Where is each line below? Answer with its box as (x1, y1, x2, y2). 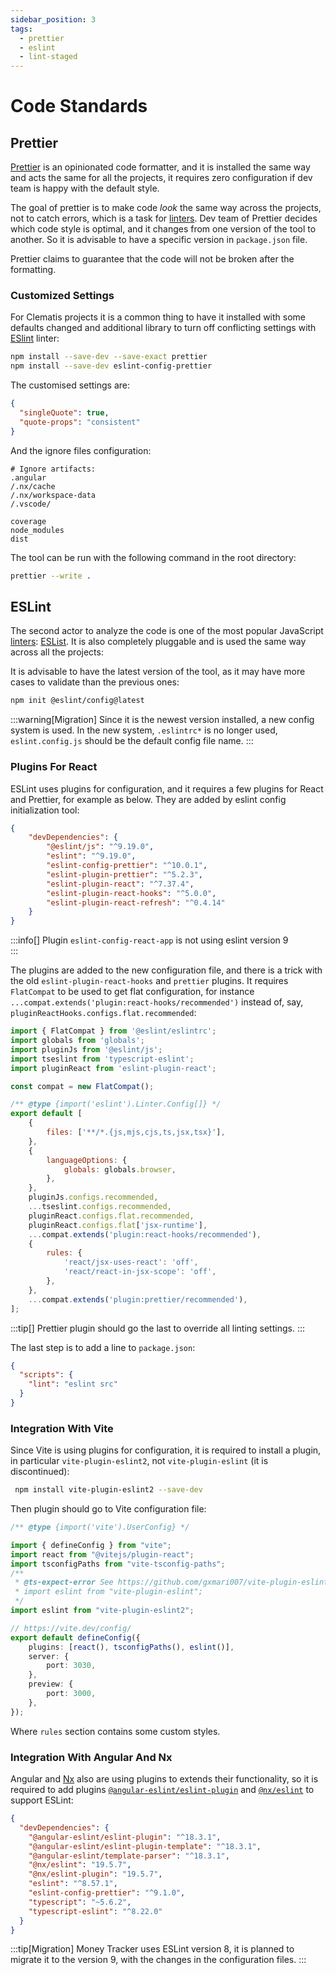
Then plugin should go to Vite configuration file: (10, 1503, 207, 1515)
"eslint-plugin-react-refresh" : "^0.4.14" (46, 897, 226, 908)
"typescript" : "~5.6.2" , (28, 1897, 132, 1907)
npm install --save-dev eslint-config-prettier (10, 361, 213, 371)
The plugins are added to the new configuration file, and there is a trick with (10, 964, 323, 976)
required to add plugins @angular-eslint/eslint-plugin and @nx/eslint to (10, 1784, 315, 1795)
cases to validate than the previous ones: (10, 676, 180, 688)
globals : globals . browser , (63, 1164, 177, 1175)
